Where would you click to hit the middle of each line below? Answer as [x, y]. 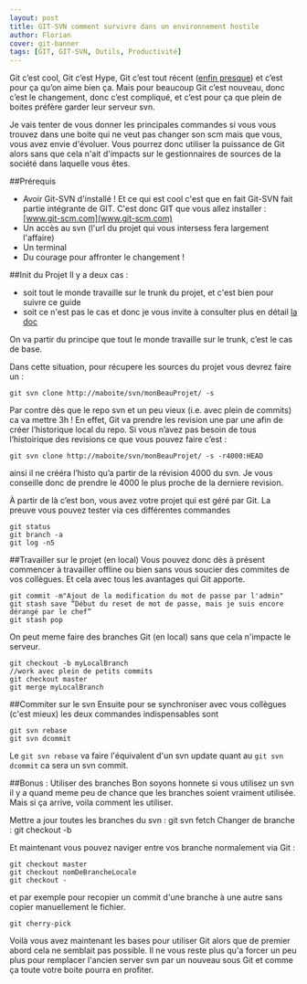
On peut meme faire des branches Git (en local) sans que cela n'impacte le [150, 637]
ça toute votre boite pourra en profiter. [81, 970]
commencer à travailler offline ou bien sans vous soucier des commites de [149, 570]
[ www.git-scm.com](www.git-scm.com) [98, 218]
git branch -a [37, 535]
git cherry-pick [40, 924]
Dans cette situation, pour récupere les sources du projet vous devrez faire [151, 367]
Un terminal [44, 248]
